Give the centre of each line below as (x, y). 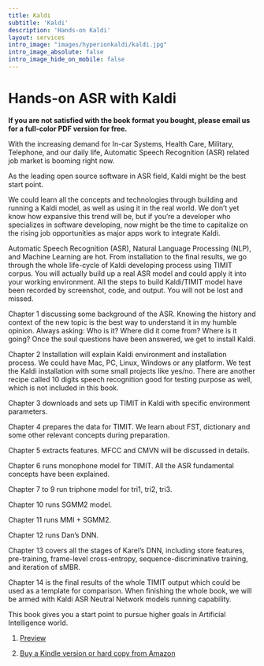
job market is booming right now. (61, 160)
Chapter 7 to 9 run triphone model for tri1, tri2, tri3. (90, 489)
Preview (33, 638)
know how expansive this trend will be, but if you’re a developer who (119, 216)
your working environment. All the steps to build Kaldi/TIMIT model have (125, 281)
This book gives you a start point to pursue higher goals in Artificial (117, 614)
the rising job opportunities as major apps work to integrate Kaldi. (114, 233)
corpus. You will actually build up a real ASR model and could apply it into (127, 273)
